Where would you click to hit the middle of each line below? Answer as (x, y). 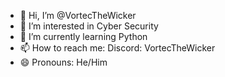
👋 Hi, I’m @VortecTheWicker (78, 15)
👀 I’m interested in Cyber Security (89, 26)
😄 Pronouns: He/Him (63, 62)
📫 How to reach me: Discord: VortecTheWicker (117, 48)
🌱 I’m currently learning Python (83, 36)
